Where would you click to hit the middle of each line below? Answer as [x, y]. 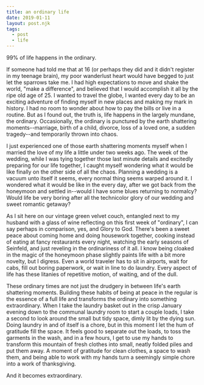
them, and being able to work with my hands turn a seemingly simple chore [100, 357]
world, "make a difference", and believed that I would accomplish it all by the [102, 89]
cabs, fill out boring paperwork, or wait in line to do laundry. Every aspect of [102, 268]
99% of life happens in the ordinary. [51, 58]
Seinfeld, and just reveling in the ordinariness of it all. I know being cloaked [100, 248]
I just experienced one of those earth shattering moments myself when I [97, 146]
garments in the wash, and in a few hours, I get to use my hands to [90, 338]
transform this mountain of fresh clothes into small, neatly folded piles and [100, 344]
